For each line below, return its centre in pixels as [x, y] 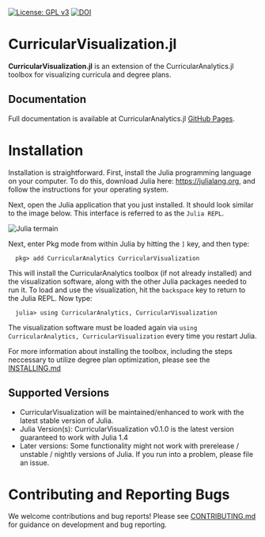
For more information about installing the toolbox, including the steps [121, 351]
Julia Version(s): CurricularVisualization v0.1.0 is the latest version [127, 428]
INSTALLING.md [35, 368]
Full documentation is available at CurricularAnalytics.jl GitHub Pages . [122, 118]
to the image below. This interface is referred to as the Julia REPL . [116, 213]
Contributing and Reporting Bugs [119, 494]
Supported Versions [59, 393]
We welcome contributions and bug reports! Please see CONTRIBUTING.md [132, 516]
